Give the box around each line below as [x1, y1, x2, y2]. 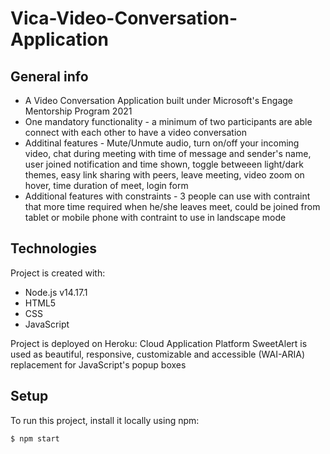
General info [10, 68, 89, 85]
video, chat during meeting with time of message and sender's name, [24, 148, 312, 159]
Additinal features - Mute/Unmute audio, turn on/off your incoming [24, 137, 300, 149]
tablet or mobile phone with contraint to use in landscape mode [24, 212, 287, 223]
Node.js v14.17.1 [24, 286, 88, 298]
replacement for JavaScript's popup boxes [10, 358, 187, 371]
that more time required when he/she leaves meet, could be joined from [24, 201, 321, 212]
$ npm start [10, 433, 60, 444]
